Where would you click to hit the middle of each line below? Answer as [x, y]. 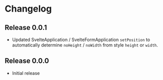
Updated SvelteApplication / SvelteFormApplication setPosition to [81, 39]
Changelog [28, 9]
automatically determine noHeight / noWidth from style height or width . [85, 45]
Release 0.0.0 [27, 61]
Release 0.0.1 [26, 28]
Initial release [26, 73]
